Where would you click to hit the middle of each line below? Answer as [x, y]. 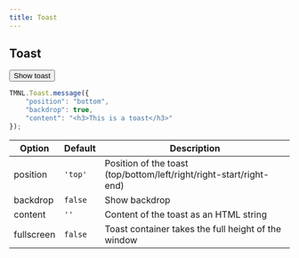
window [121, 239]
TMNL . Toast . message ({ [49, 93]
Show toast [32, 76]
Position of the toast [146, 163]
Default [80, 148]
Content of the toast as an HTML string [186, 214]
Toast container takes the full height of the [193, 229]
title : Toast [33, 17]
